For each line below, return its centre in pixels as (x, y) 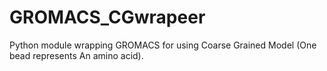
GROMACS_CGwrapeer (107, 17)
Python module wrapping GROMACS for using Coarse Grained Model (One (163, 45)
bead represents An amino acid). (76, 55)
